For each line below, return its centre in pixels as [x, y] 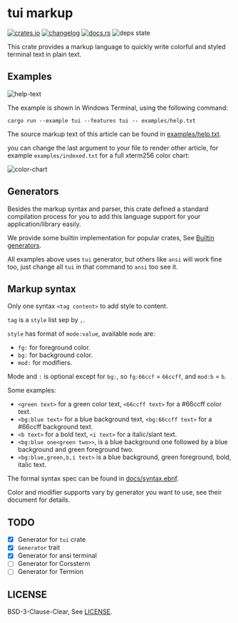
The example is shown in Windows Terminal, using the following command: [118, 108]
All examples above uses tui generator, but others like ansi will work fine [115, 259]
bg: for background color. [55, 355]
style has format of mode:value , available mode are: [81, 334]
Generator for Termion [51, 572]
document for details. [39, 500]
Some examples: [32, 391]
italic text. [32, 465]
